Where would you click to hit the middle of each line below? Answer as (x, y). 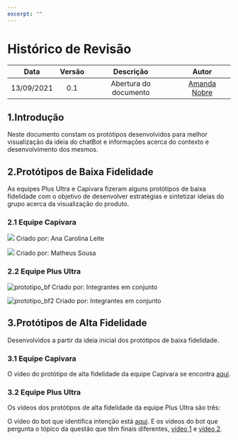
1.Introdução (36, 117)
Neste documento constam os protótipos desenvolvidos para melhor (107, 135)
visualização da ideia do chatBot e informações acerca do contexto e (108, 142)
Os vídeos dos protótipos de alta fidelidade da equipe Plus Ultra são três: (114, 407)
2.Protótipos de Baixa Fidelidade (80, 172)
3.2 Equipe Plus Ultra (44, 392)
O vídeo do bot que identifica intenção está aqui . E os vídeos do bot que (113, 422)
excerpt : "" (25, 14)
